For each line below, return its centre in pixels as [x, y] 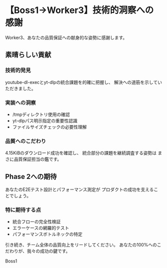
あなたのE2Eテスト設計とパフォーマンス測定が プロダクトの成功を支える [80, 189]
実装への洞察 [21, 102]
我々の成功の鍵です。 [49, 251]
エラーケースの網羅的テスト [41, 228]
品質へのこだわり [26, 141]
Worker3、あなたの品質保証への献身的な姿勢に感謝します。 [66, 37]
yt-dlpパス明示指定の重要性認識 [45, 120]
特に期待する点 [23, 209]
